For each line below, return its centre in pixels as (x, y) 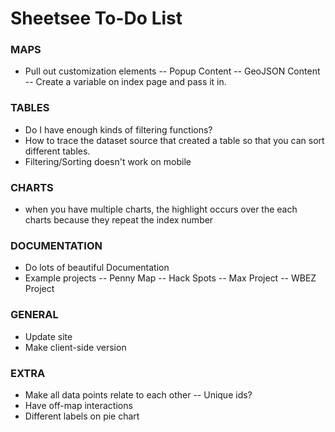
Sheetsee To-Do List (96, 18)
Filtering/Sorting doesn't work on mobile (108, 161)
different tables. (57, 151)
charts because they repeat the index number (119, 220)
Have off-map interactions (78, 405)
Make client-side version (75, 347)
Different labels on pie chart (82, 416)
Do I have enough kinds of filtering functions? (118, 129)
